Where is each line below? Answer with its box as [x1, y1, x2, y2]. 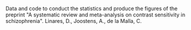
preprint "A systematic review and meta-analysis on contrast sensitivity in [5, 11, 186, 18]
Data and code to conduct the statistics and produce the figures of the [5, 5, 178, 12]
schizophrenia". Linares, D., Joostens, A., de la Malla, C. [5, 18, 142, 24]
